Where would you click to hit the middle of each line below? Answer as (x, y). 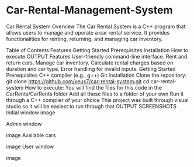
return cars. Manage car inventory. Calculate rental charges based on (90, 63)
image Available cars (31, 135)
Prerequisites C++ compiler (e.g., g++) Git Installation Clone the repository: (96, 75)
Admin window (24, 124)
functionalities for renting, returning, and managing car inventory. (85, 39)
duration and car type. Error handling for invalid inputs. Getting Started (91, 69)
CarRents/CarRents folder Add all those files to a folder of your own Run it (95, 94)
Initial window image (31, 113)
